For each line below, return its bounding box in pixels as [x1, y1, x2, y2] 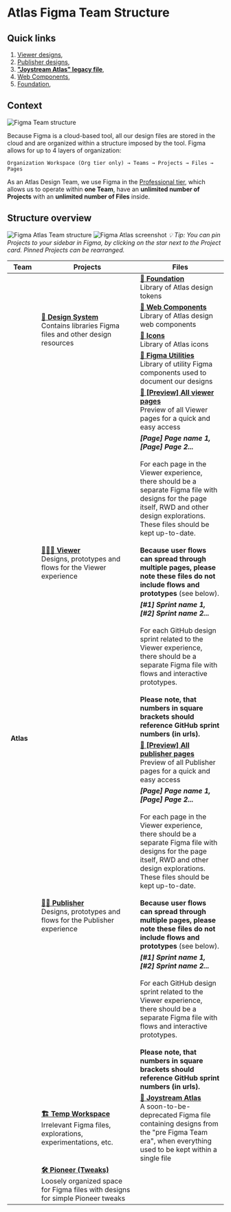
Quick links [7, 32, 56, 44]
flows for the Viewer [41, 562, 107, 572]
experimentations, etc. [41, 1138, 113, 1147]
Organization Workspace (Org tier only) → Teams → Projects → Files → [7, 159, 214, 166]
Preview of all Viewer [140, 405, 208, 415]
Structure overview [7, 212, 92, 224]
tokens [140, 291, 162, 301]
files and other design [41, 329, 112, 339]
